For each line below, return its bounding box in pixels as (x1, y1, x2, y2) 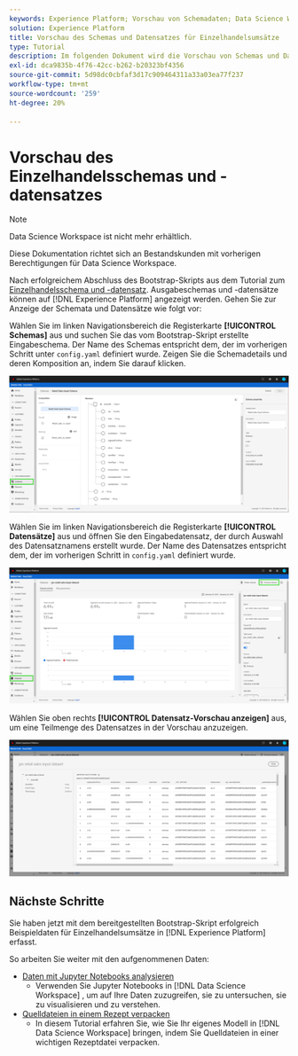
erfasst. (9, 936, 37, 947)
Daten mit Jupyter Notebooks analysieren (21, 971, 175, 982)
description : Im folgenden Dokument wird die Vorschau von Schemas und (9, 51, 279, 61)
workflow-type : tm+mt (9, 80, 90, 89)
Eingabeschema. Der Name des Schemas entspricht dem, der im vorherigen (9, 340, 288, 350)
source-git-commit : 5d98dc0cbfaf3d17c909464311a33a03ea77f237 (9, 71, 244, 80)
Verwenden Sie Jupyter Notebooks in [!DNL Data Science (35, 980, 247, 990)
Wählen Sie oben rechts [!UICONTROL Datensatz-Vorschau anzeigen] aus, (9, 713, 287, 724)
